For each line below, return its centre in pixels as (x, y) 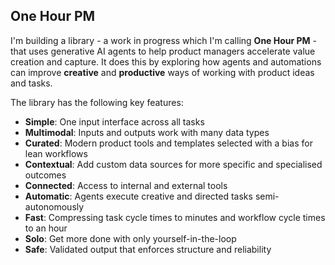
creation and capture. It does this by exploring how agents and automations (166, 61)
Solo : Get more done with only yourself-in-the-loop (130, 238)
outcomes (45, 175)
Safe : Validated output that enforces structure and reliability (148, 249)
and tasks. (31, 83)
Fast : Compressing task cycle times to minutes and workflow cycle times (175, 217)
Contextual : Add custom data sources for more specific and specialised (173, 164)
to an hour (46, 228)
